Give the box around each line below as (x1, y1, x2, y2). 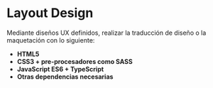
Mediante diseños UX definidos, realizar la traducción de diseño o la (6, 28, 207, 37)
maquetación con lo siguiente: (6, 35, 95, 44)
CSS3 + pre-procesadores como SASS (16, 57, 133, 65)
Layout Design (6, 5, 94, 21)
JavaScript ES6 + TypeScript (16, 65, 104, 73)
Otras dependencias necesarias (16, 72, 114, 81)
